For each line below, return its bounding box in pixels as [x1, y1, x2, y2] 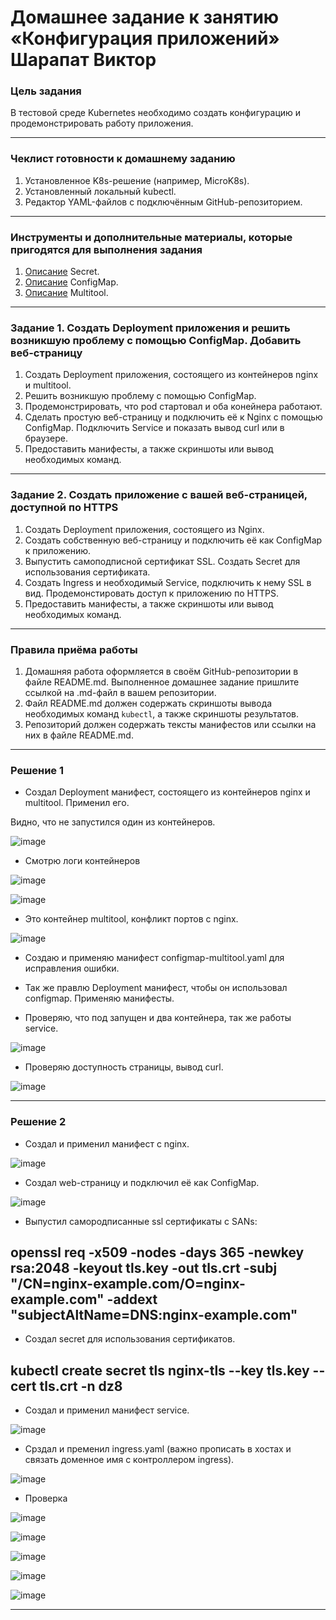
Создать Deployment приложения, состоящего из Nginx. [24, 523, 265, 535]
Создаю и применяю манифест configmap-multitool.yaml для [24, 952, 285, 964]
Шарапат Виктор [10, 49, 157, 71]
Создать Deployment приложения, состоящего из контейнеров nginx [24, 369, 319, 381]
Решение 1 [10, 763, 65, 777]
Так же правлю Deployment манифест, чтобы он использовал [24, 982, 288, 994]
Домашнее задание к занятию [10, 6, 280, 29]
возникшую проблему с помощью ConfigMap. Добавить [10, 334, 302, 347]
